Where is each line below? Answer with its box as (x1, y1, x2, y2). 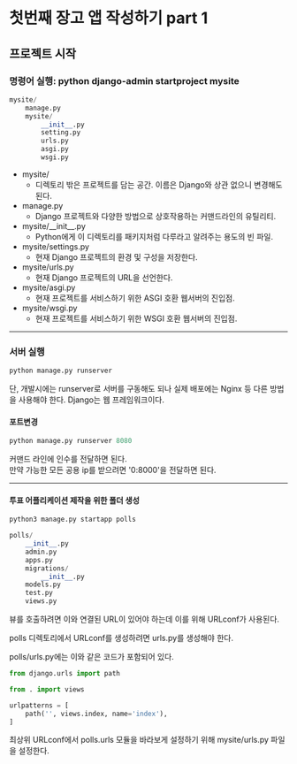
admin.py (25, 547, 57, 556)
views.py (25, 597, 57, 606)
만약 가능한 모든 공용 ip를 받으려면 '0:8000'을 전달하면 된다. (9, 465, 217, 476)
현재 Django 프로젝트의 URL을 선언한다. (34, 271, 173, 283)
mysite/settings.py (21, 241, 90, 252)
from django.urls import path (9, 669, 121, 678)
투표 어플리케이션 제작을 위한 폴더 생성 (9, 494, 140, 505)
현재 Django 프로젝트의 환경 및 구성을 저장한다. (34, 251, 198, 262)
